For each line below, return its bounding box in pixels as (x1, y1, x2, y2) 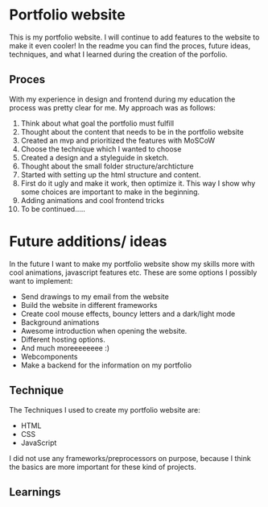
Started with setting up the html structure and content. (20, 169, 201, 179)
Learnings (9, 485, 61, 499)
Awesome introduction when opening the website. (20, 326, 188, 335)
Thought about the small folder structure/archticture (20, 161, 194, 171)
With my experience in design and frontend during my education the (9, 94, 236, 104)
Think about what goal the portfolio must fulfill (20, 118, 175, 128)
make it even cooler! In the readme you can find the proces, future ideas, (9, 40, 251, 50)
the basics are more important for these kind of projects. (9, 462, 196, 472)
